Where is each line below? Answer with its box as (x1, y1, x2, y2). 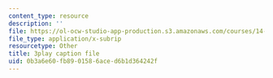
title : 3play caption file (8, 50, 100, 58)
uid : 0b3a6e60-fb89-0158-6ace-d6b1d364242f (8, 58, 158, 66)
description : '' (8, 19, 63, 28)
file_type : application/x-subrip (8, 34, 122, 43)
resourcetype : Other (8, 42, 79, 50)
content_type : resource (8, 11, 89, 20)
